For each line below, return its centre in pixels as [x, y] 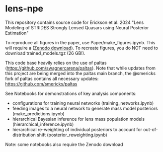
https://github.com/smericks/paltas [41, 84]
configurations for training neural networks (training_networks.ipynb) [83, 103]
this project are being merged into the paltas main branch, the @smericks [80, 73]
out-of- [151, 129]
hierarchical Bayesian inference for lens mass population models [79, 119]
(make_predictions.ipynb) [38, 114]
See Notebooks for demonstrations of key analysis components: [71, 93]
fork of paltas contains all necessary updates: [52, 78]
